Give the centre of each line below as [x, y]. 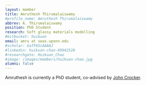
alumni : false [20, 64]
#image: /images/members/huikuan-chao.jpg [49, 59]
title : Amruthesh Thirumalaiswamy [40, 14]
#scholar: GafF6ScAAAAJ [29, 46]
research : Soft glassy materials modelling [50, 32]
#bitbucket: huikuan [26, 37]
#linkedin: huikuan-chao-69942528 [40, 50]
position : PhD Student [28, 28]
